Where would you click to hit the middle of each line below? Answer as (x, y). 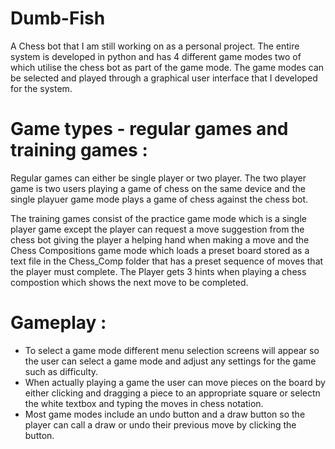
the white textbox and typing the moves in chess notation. (144, 403)
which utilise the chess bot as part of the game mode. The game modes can (167, 67)
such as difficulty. (61, 371)
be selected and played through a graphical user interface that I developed (164, 78)
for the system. (41, 88)
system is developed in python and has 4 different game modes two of (156, 56)
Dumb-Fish (58, 18)
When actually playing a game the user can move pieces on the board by (175, 382)
